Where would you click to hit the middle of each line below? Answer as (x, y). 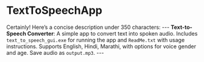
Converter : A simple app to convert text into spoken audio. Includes (112, 33)
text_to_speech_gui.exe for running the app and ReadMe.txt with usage (96, 40)
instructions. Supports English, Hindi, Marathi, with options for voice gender (101, 46)
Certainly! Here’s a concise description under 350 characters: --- (88, 27)
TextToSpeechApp (54, 11)
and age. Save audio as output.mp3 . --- (55, 52)
